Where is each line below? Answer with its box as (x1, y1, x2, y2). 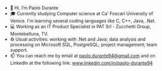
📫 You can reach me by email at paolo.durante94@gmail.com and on (10, 53, 155, 58)
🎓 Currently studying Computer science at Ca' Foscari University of (10, 11, 153, 16)
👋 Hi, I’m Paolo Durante (10, 5, 59, 11)
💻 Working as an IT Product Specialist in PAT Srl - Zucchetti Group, (10, 23, 151, 29)
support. (10, 47, 28, 53)
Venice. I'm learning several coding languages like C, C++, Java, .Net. (10, 18, 156, 24)
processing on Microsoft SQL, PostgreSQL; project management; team (10, 42, 157, 48)
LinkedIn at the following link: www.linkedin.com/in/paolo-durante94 (10, 60, 153, 66)
